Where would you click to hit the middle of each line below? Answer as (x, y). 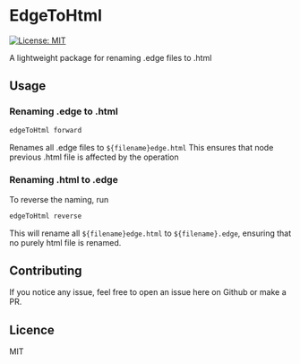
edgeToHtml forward (46, 130)
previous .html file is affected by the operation (94, 157)
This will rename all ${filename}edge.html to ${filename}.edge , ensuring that (150, 233)
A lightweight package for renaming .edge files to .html (111, 57)
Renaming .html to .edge (64, 180)
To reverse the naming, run (59, 199)
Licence (32, 329)
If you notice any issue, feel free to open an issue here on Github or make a (148, 292)
